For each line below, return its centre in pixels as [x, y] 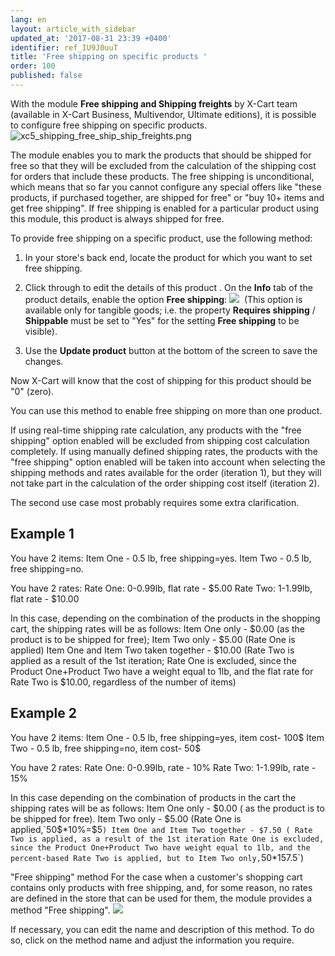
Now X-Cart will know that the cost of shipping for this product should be [161, 380]
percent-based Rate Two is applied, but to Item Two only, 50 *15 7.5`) [157, 857]
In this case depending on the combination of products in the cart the [153, 797]
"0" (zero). [32, 391]
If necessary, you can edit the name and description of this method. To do [162, 929]
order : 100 [33, 66]
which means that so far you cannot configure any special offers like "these [166, 187]
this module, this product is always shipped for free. [117, 218]
